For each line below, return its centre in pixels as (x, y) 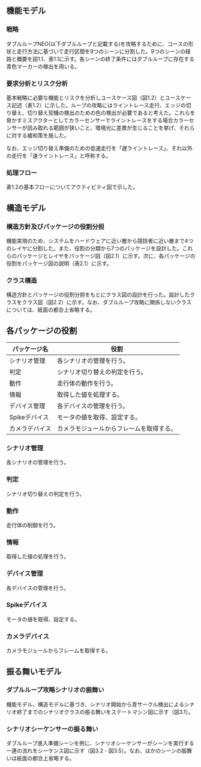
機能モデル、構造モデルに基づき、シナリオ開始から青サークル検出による (95, 704)
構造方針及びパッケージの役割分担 (55, 227)
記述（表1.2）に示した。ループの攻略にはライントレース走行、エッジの (98, 105)
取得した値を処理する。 (90, 395)
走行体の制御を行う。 (32, 525)
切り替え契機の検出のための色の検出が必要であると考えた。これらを (111, 113)
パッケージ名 (30, 349)
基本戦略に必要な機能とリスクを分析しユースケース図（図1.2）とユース (94, 98)
